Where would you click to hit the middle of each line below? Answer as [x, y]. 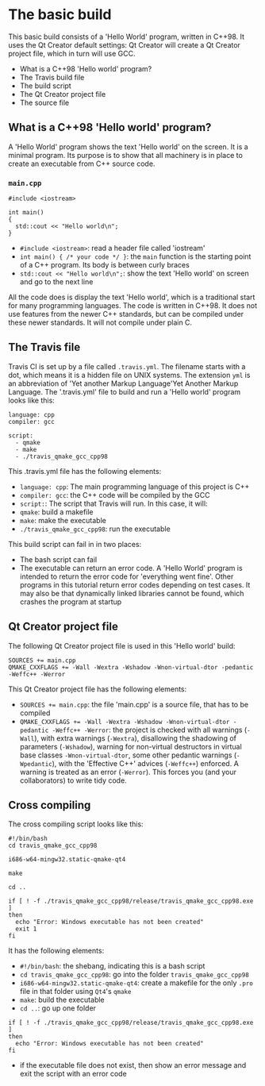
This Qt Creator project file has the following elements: [98, 689]
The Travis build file [52, 77]
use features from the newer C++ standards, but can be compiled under [126, 314]
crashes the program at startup [71, 602]
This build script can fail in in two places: [75, 544]
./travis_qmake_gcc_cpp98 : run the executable [95, 529]
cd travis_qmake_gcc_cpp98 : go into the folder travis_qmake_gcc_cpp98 [134, 975]
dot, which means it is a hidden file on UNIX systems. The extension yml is [129, 375]
